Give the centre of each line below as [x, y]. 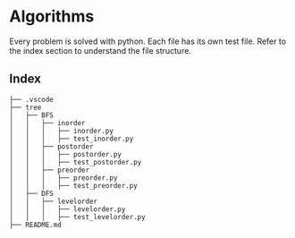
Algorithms [52, 17]
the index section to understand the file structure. [101, 50]
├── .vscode [31, 99]
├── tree [25, 107]
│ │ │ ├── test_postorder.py [76, 162]
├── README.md [36, 225]
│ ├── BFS [31, 115]
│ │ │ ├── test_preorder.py [74, 185]
